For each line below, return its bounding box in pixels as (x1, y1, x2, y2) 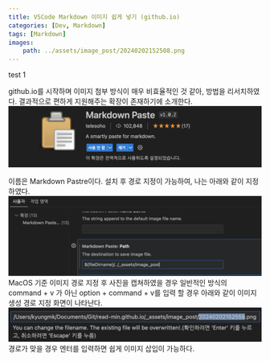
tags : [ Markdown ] (8, 30, 67, 38)
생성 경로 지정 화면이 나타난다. (8, 298, 103, 308)
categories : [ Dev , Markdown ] (8, 21, 106, 30)
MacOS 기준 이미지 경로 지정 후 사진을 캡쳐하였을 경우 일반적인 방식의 (8, 278, 227, 288)
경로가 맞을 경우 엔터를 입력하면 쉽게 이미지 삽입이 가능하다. (8, 343, 195, 353)
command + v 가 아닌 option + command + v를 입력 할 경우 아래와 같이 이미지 (8, 288, 257, 297)
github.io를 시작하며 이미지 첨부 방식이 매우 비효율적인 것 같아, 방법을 (8, 87, 226, 96)
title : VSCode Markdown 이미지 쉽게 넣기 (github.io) (8, 13, 181, 21)
